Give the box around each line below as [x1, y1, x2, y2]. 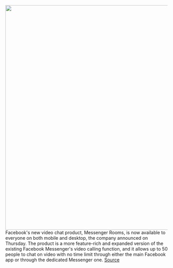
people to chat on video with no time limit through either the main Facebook [5, 252, 166, 257]
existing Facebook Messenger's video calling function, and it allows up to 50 [5, 246, 168, 252]
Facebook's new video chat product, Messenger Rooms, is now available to [5, 229, 166, 236]
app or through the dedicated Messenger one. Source [5, 257, 120, 263]
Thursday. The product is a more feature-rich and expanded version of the [5, 240, 164, 246]
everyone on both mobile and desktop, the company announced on [5, 235, 148, 241]
